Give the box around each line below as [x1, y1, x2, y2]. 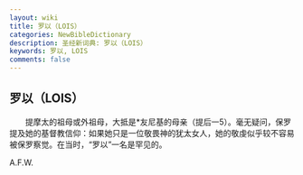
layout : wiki [9, 13, 59, 23]
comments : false [9, 55, 71, 64]
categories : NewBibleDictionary [9, 30, 131, 39]
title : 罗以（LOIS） [9, 22, 81, 31]
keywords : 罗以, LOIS [9, 47, 89, 56]
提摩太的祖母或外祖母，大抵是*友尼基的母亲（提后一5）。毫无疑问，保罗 [24, 116, 292, 127]
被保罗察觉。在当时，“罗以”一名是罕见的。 [9, 139, 167, 150]
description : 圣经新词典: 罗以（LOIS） [9, 38, 147, 48]
